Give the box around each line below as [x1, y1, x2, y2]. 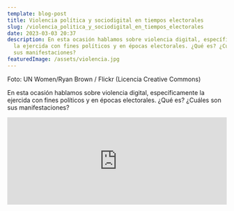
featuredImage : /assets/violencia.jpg [7, 56, 120, 63]
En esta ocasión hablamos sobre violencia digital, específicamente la [7, 88, 205, 96]
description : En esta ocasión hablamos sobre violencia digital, [7, 36, 201, 43]
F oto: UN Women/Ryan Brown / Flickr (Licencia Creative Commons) [7, 75, 201, 83]
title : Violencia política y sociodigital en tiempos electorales [7, 17, 204, 24]
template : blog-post [7, 10, 68, 17]
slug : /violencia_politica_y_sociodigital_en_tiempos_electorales [7, 23, 204, 30]
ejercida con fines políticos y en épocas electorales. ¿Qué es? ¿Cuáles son [7, 96, 221, 104]
